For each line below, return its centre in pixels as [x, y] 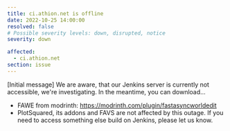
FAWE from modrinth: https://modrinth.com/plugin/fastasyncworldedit [117, 105]
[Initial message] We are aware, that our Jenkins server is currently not [108, 85]
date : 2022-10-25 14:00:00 [46, 20]
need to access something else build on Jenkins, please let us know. [115, 120]
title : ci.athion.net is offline [55, 14]
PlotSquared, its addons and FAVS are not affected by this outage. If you [120, 112]
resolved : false [30, 26]
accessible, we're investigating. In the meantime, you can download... [106, 91]
